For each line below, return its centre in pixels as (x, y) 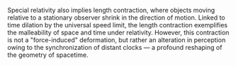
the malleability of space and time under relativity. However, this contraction (118, 32)
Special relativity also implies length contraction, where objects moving (111, 10)
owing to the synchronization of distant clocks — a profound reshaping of (115, 47)
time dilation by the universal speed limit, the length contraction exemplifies (118, 25)
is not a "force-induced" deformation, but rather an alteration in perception (117, 40)
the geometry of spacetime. (48, 55)
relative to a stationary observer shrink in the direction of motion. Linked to (116, 18)
